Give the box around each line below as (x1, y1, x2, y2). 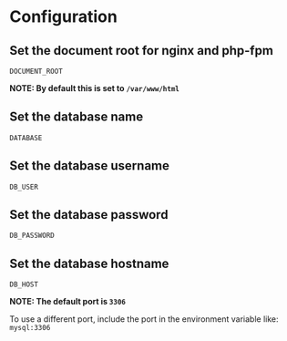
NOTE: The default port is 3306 (9, 296, 126, 307)
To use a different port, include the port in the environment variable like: (9, 314, 279, 325)
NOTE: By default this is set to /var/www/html (9, 83, 179, 93)
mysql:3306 (9, 324, 51, 333)
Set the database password (9, 207, 169, 222)
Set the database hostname (9, 255, 169, 271)
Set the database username (9, 158, 170, 174)
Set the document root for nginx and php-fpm (9, 43, 273, 58)
